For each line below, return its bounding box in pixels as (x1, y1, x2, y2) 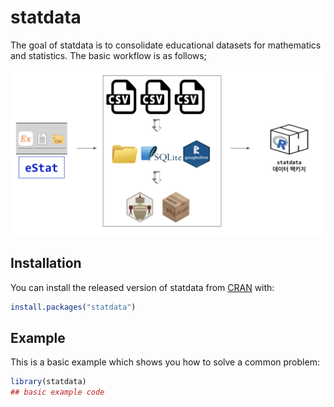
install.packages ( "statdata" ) (10, 302, 137, 312)
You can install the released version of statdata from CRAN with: (10, 281, 275, 293)
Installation (10, 255, 82, 272)
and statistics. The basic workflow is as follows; (10, 49, 207, 61)
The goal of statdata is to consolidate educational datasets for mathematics (10, 39, 322, 51)
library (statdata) (10, 377, 87, 387)
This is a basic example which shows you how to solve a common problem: (10, 356, 320, 368)
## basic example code (10, 387, 105, 398)
